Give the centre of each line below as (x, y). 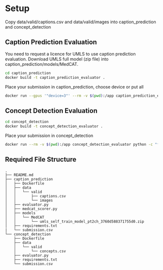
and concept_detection (28, 27)
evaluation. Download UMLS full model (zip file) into (57, 59)
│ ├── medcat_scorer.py (31, 209)
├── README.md (19, 175)
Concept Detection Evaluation (51, 111)
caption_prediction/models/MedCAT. (42, 64)
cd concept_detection (27, 122)
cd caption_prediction (28, 73)
